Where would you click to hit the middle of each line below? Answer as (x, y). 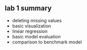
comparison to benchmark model (47, 42)
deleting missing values (37, 20)
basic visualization (32, 26)
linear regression (30, 31)
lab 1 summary (28, 8)
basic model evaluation (36, 36)
